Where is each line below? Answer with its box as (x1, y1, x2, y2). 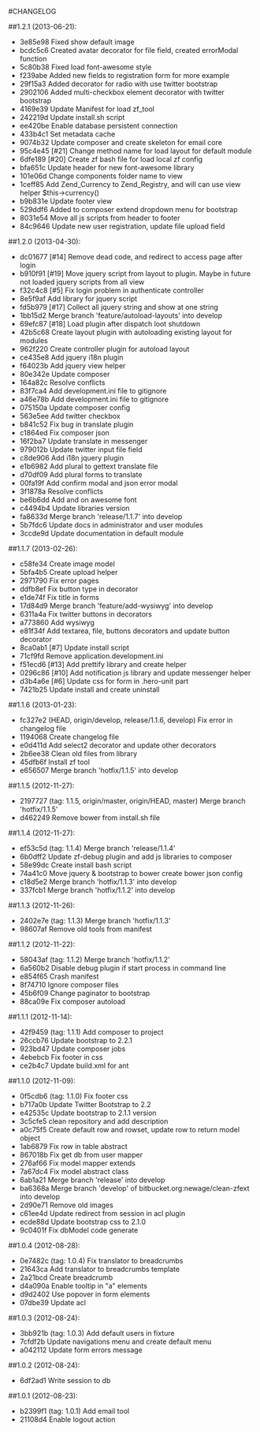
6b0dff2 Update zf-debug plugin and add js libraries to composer (19, 852, 232, 861)
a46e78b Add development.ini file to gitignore (19, 394, 169, 404)
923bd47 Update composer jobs (19, 1044, 126, 1053)
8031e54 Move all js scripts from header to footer (19, 213, 180, 222)
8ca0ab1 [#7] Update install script (19, 643, 130, 652)
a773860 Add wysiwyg (19, 618, 95, 627)
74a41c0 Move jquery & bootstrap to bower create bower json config (19, 869, 243, 878)
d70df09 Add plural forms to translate (19, 470, 143, 479)
